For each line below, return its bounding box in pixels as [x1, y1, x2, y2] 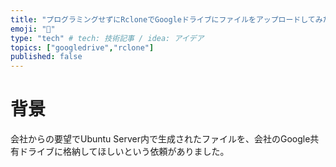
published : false [10, 52, 83, 62]
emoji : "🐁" [10, 24, 56, 34]
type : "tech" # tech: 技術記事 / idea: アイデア [10, 33, 205, 43]
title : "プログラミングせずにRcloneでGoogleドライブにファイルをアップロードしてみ [10, 14, 323, 25]
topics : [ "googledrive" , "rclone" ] [10, 42, 155, 53]
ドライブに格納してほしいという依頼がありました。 [18, 146, 230, 158]
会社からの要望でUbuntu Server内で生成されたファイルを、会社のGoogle [10, 133, 311, 145]
